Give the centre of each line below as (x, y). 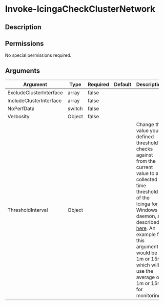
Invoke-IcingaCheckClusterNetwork (80, 9)
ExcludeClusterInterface (35, 93)
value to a (147, 174)
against (144, 155)
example (146, 235)
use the (145, 271)
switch (75, 109)
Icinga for (147, 204)
